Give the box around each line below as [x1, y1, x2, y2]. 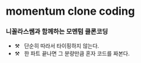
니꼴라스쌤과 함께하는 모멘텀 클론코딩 [5, 28, 108, 36]
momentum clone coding [5, 4, 136, 18]
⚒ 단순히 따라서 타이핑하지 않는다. [14, 42, 99, 50]
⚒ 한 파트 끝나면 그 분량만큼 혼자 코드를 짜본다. [14, 50, 130, 57]
